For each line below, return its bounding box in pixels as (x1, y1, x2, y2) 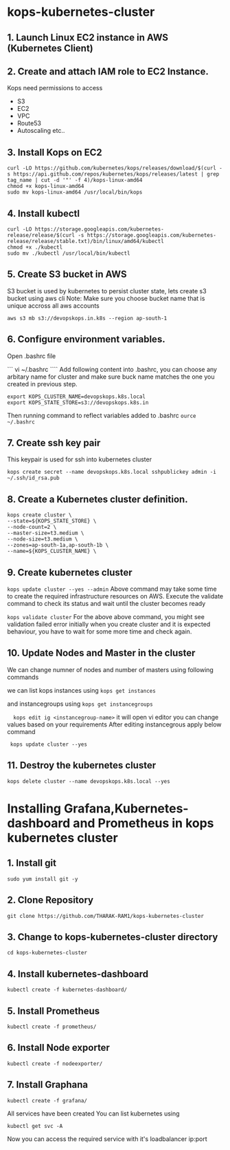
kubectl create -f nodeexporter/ (7, 1060, 103, 1067)
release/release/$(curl (7, 232, 76, 239)
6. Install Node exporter (7, 1042, 110, 1054)
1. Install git (7, 857, 57, 869)
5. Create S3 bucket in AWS (7, 269, 127, 280)
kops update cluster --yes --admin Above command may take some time (7, 585, 218, 593)
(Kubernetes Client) (7, 42, 94, 54)
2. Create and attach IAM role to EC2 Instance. (7, 65, 209, 77)
